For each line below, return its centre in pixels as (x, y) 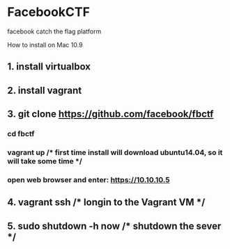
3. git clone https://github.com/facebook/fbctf (110, 114)
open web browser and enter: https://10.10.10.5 (89, 179)
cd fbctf (21, 134)
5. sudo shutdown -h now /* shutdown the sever (114, 226)
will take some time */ (45, 161)
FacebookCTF (49, 12)
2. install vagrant (45, 90)
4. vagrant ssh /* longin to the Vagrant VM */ (106, 202)
